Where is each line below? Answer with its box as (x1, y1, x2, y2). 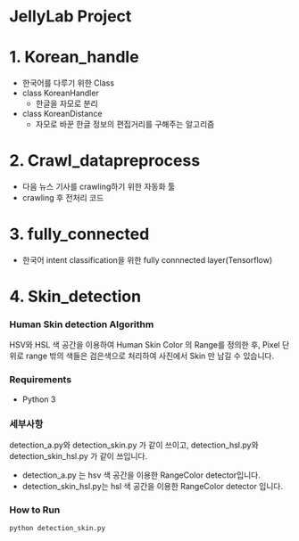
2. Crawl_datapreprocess (9, 151, 201, 171)
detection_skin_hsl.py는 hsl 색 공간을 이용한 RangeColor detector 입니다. (21, 481, 284, 492)
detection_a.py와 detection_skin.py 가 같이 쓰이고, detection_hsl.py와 (9, 439, 259, 451)
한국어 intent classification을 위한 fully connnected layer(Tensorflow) (21, 255, 273, 265)
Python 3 (21, 394, 56, 405)
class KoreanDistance (21, 109, 103, 119)
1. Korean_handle (9, 47, 140, 68)
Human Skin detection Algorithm (9, 318, 154, 331)
